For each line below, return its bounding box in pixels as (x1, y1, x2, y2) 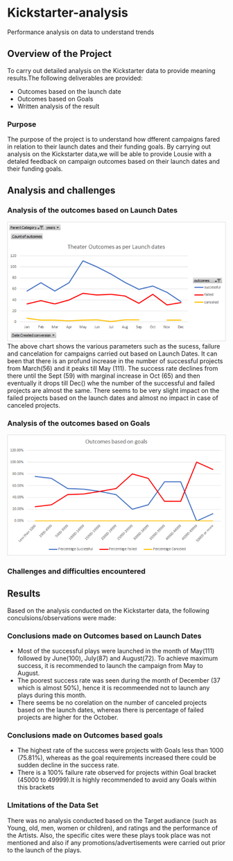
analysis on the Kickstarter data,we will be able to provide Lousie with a (7, 150, 212, 158)
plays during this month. (17, 691, 87, 699)
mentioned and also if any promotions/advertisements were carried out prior (7, 838, 226, 846)
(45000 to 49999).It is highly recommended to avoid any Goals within (17, 776, 217, 784)
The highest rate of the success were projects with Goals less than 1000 (17, 746, 224, 755)
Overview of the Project (7, 48, 112, 60)
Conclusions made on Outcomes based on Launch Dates (7, 630, 202, 640)
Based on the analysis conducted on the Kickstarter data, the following (7, 606, 209, 615)
